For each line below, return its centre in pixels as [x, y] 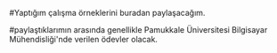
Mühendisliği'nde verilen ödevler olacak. [84, 39]
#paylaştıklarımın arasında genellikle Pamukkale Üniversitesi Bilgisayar [138, 30]
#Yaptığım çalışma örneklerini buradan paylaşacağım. [107, 13]
